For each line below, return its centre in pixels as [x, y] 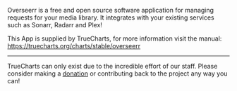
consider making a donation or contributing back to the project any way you [117, 73]
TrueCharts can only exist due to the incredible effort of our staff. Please [113, 66]
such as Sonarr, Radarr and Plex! [55, 25]
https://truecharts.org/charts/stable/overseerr [74, 46]
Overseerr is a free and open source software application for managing [110, 10]
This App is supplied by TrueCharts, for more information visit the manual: [115, 38]
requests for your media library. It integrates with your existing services [111, 17]
